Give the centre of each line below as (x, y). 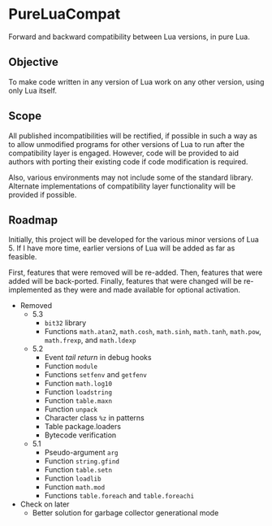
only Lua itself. (33, 90)
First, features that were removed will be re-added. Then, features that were (136, 272)
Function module (71, 366)
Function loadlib (73, 478)
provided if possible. (43, 194)
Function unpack (71, 409)
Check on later (45, 504)
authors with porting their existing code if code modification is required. (128, 161)
